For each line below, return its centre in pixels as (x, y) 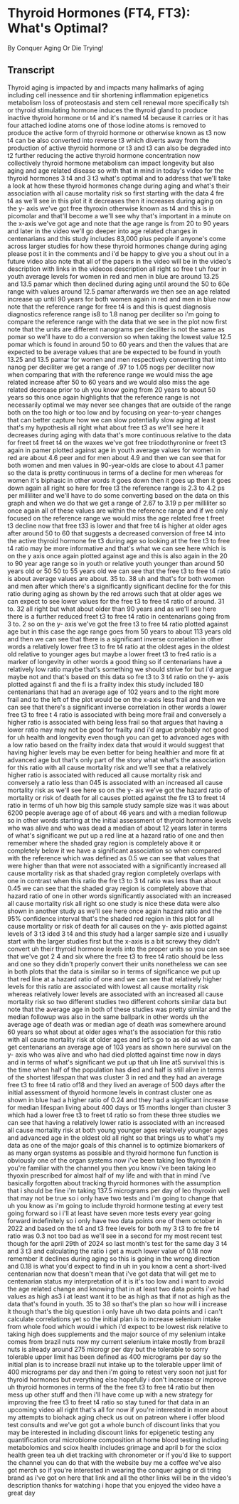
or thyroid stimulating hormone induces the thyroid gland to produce (107, 110)
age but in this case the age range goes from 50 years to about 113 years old (119, 631)
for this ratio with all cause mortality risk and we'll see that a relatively (110, 767)
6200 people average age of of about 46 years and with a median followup (117, 813)
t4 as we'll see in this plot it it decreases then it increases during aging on (115, 201)
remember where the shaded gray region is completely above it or (104, 843)
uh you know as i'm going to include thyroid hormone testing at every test (115, 1205)
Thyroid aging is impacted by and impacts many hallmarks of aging (106, 87)
